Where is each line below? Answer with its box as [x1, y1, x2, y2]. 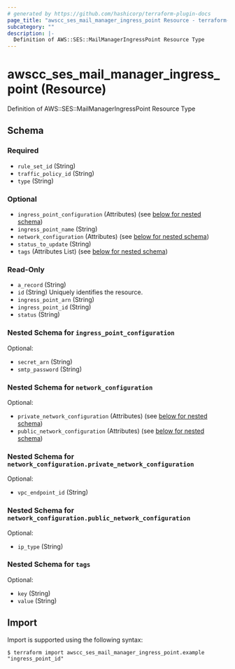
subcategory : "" [7, 23, 55, 30]
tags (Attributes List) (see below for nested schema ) [17, 247, 168, 256]
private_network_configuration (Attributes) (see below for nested [17, 411, 208, 420]
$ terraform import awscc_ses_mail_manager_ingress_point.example [7, 649, 205, 656]
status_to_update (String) [17, 240, 92, 249]
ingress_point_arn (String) [17, 296, 94, 304]
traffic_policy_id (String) [17, 169, 94, 177]
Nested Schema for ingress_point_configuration [7, 328, 175, 338]
